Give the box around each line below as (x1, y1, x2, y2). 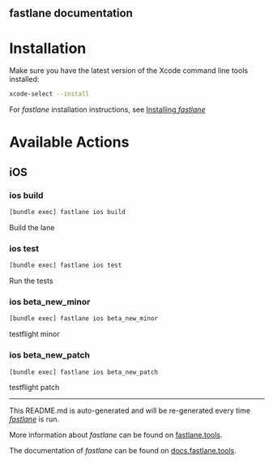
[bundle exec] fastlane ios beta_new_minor (9, 315, 159, 323)
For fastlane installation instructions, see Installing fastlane (9, 105, 206, 114)
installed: (9, 75, 40, 84)
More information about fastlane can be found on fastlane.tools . (9, 430, 223, 440)
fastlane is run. (9, 414, 60, 424)
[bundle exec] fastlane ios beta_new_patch (9, 368, 159, 376)
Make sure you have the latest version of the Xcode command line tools (9, 66, 249, 75)
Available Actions (9, 133, 130, 152)
